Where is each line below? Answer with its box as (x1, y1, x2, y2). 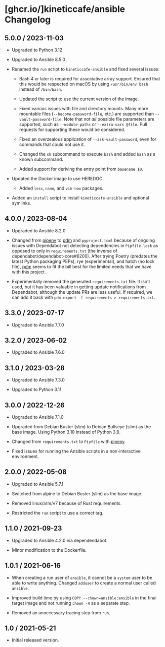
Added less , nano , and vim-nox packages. (19, 185, 104, 191)
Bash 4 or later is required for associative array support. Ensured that (19, 76, 160, 81)
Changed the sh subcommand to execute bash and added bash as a (19, 151, 156, 157)
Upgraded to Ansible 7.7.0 (11, 322, 64, 328)
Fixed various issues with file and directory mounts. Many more (19, 106, 149, 111)
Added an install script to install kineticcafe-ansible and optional (11, 195, 149, 200)
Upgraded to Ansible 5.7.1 (11, 481, 64, 487)
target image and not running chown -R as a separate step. (11, 600, 130, 606)
